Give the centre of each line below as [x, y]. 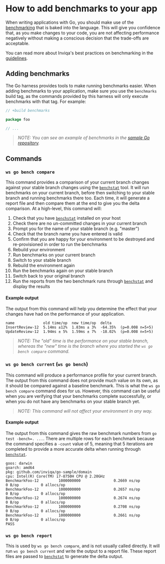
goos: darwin [19, 463]
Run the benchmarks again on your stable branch [63, 271]
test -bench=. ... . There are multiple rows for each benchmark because [80, 438]
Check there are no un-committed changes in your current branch [80, 224]
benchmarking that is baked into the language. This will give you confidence [83, 27]
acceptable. [18, 43]
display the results [31, 286]
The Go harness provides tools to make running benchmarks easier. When [81, 86]
